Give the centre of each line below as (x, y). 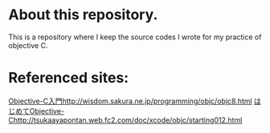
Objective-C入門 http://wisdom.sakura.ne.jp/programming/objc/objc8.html (130, 101)
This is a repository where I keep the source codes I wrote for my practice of (135, 37)
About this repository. (83, 15)
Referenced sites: (69, 78)
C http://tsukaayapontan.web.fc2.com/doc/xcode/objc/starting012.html (125, 120)
